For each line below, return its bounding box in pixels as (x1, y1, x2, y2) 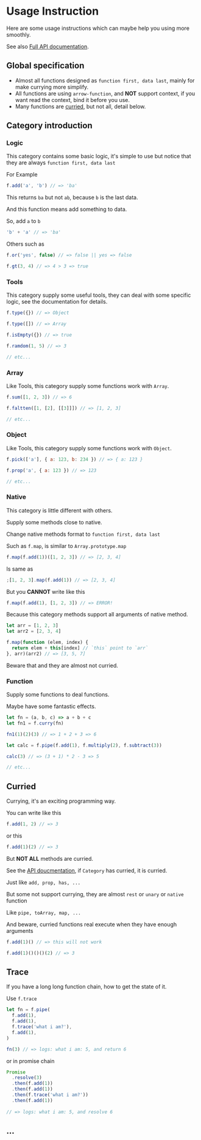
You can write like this (6, 809, 62, 817)
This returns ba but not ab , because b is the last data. (6, 194, 138, 201)
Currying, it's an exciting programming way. (6, 797, 116, 805)
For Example (6, 171, 38, 178)
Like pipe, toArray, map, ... (6, 908, 81, 916)
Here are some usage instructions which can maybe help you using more (6, 24, 190, 32)
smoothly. (6, 31, 32, 38)
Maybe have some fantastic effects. (6, 703, 96, 710)
